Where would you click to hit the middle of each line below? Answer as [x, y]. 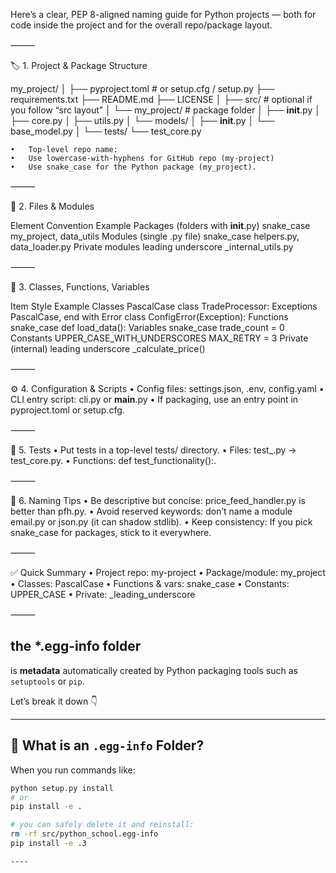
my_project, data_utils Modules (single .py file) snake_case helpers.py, [155, 236]
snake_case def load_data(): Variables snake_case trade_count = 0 [147, 327]
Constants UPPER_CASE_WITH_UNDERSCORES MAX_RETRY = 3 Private [159, 338]
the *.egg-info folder [76, 646]
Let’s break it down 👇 [54, 701]
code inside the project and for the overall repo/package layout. [141, 25]
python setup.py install [62, 788]
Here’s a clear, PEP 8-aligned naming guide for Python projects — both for [163, 14]
